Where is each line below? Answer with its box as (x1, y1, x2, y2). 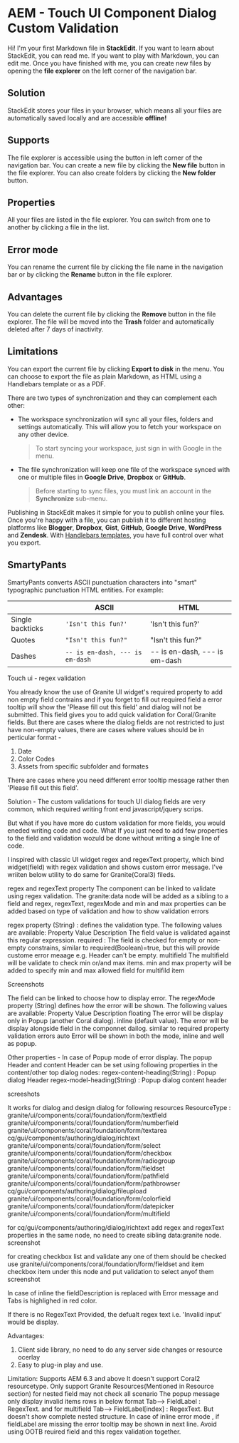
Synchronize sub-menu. (35, 494, 108, 503)
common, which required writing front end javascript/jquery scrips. (7, 804, 204, 813)
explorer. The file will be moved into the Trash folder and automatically (7, 317, 215, 326)
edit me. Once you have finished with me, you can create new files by (7, 58, 211, 67)
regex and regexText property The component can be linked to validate (7, 884, 216, 893)
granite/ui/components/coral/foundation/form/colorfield (7, 1194, 171, 1203)
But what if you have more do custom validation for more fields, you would (7, 818, 225, 827)
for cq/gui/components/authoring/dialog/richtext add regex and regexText (7, 1223, 225, 1231)
